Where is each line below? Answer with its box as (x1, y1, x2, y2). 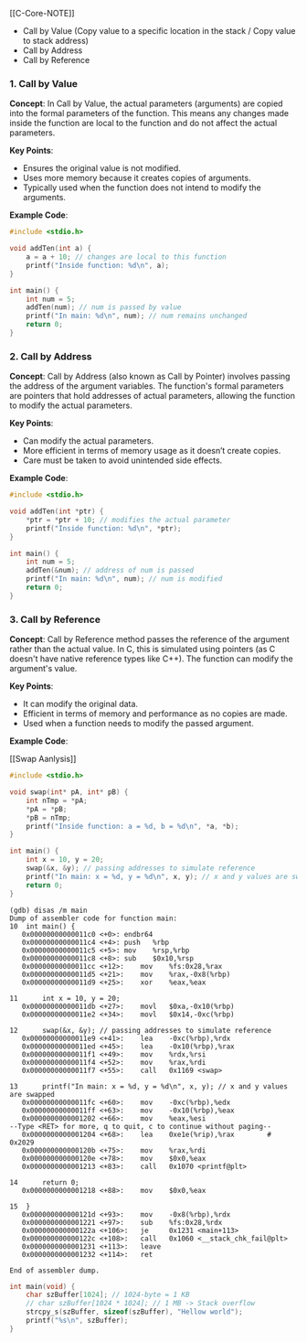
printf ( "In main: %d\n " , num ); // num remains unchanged (26, 311, 248, 321)
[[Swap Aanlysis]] (9, 754, 77, 765)
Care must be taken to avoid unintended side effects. (22, 455, 223, 466)
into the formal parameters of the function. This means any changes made (9, 108, 290, 119)
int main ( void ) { (9, 1282, 76, 1291)
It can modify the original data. (22, 699, 139, 710)
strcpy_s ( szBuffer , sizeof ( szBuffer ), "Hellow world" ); (26, 1307, 244, 1316)
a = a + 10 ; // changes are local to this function (26, 252, 227, 262)
